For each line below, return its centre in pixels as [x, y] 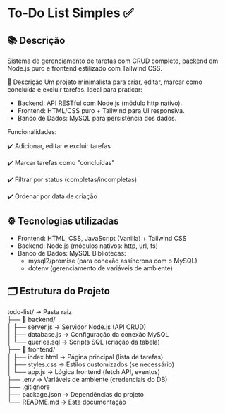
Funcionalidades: [32, 132]
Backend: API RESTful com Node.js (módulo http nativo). [100, 103]
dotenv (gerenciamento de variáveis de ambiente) [100, 268]
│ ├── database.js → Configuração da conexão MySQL [88, 334]
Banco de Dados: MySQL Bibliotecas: [72, 253]
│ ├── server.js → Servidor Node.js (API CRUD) [77, 327]
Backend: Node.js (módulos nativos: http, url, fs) [88, 246]
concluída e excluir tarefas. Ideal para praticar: [75, 89]
